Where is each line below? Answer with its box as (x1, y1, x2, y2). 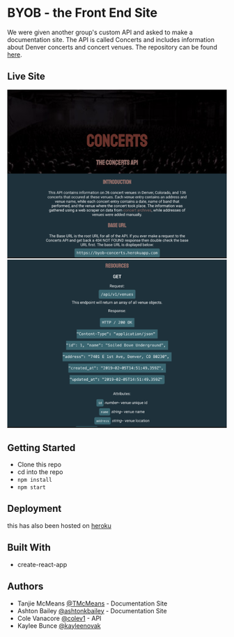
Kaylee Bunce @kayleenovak (17, 621, 101, 630)
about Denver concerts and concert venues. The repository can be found (7, 43, 217, 51)
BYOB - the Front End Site (7, 5, 158, 21)
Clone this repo (17, 460, 61, 469)
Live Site (7, 71, 45, 83)
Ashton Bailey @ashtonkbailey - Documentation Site (17, 606, 167, 615)
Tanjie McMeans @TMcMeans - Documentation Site (17, 599, 168, 608)
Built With (7, 542, 51, 554)
